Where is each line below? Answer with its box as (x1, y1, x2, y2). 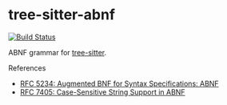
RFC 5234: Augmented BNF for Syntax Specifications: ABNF (19, 79, 219, 88)
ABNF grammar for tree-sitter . (8, 47, 107, 57)
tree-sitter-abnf (8, 6, 116, 24)
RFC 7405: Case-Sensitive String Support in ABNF (19, 87, 185, 97)
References (8, 63, 46, 73)
